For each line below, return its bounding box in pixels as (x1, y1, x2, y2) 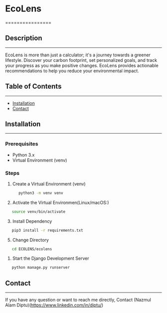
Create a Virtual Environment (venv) (12, 180, 86, 187)
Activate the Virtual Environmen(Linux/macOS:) (12, 199, 109, 205)
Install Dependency (12, 218, 52, 224)
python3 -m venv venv (18, 190, 64, 195)
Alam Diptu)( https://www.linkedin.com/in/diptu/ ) (5, 302, 103, 308)
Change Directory (12, 237, 49, 243)
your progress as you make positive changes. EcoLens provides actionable (5, 62, 159, 68)
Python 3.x (12, 152, 35, 157)
